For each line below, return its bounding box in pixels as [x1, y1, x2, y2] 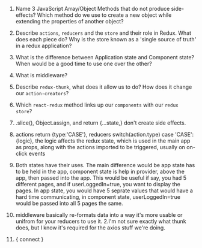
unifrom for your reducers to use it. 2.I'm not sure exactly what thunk [15, 218, 186, 225]
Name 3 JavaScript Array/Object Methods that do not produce [15, 5, 170, 12]
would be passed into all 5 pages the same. [15, 200, 123, 207]
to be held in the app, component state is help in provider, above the [15, 168, 185, 175]
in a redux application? [15, 42, 72, 49]
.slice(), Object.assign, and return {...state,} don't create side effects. [15, 119, 186, 126]
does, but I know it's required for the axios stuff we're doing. [15, 224, 166, 231]
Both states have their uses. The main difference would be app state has [15, 162, 195, 168]
